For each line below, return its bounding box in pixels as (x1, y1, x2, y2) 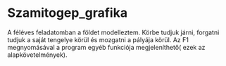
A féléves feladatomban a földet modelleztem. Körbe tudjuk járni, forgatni (7, 28, 220, 37)
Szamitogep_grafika (7, 5, 128, 21)
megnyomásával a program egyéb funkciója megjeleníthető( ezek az (7, 43, 206, 51)
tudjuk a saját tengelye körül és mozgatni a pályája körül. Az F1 (7, 35, 189, 44)
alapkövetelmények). (7, 51, 68, 59)
